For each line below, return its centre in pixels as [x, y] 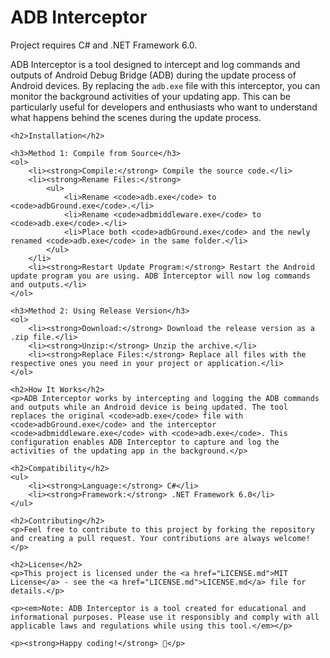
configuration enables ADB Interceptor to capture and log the [145, 442]
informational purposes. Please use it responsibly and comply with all [165, 617]
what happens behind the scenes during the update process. [136, 117]
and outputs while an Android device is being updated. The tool [149, 407]
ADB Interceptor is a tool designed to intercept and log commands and [155, 64]
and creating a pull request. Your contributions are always [140, 538]
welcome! [292, 538]
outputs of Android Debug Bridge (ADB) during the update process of [153, 75]
